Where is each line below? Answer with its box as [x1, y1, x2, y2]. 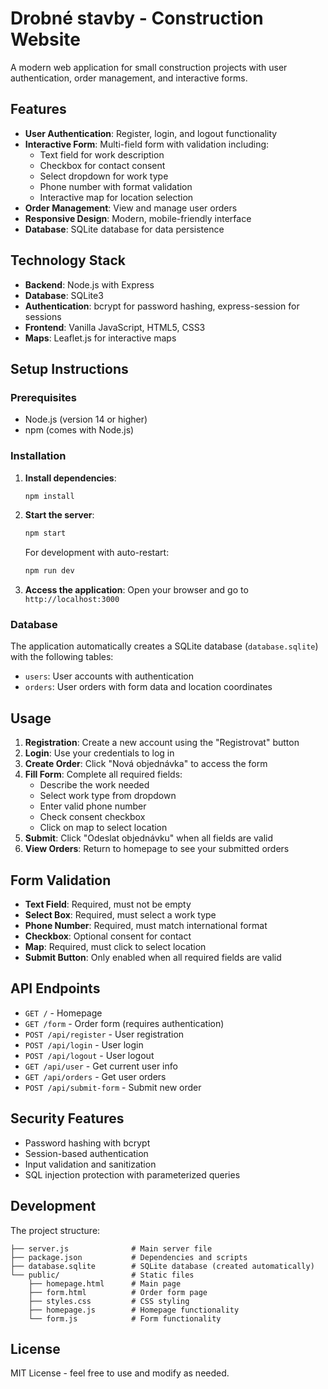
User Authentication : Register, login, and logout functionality [24, 127, 278, 139]
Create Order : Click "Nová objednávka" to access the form [24, 758, 268, 770]
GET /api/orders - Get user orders [24, 1070, 167, 1082]
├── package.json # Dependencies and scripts [10, 1252, 248, 1262]
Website [10, 28, 81, 51]
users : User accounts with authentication [24, 670, 194, 682]
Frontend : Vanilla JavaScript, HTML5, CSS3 [24, 321, 206, 333]
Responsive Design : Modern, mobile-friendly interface [24, 212, 252, 224]
